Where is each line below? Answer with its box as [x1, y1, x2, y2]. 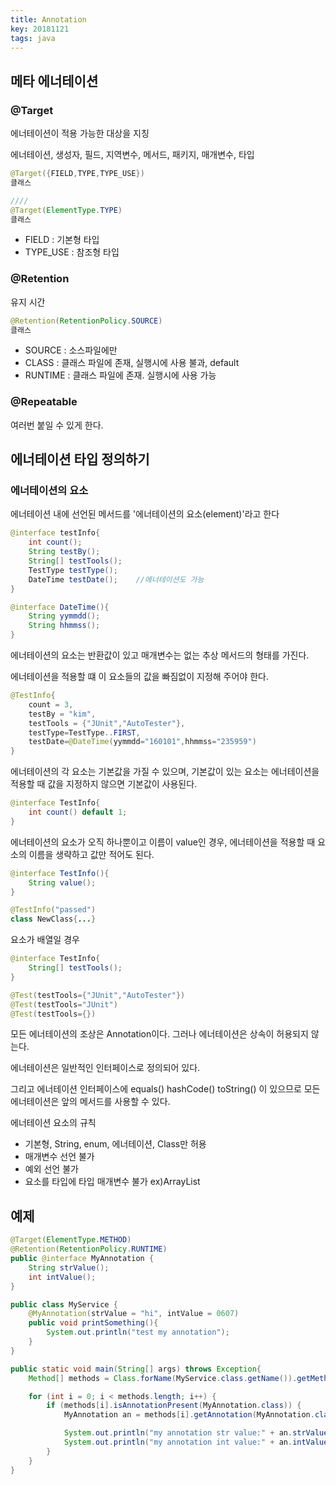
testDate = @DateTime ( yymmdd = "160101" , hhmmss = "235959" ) [28, 737, 257, 747]
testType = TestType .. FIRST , [28, 727, 141, 738]
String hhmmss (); [28, 621, 101, 631]
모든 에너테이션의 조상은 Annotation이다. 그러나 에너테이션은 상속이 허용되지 [10, 1028, 309, 1040]
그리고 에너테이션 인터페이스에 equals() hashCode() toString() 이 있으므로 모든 [10, 1083, 321, 1095]
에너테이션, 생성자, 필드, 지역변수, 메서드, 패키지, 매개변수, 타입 [10, 149, 255, 161]
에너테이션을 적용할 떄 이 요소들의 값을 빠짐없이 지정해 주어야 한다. [10, 671, 269, 683]
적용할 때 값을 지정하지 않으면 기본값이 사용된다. [10, 778, 198, 790]
